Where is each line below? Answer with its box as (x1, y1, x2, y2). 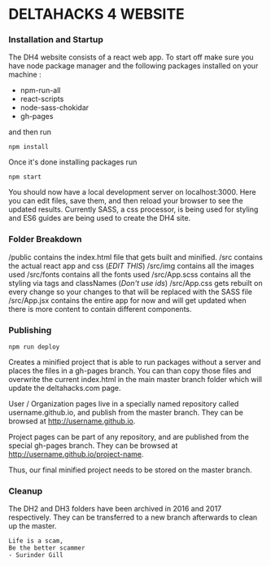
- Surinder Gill (8, 551, 63, 559)
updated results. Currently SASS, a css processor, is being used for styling (8, 204, 259, 214)
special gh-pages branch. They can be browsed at (8, 441, 178, 450)
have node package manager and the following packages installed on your (8, 61, 259, 71)
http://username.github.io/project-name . (8, 450, 144, 459)
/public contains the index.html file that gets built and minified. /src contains (8, 252, 263, 261)
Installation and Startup (8, 34, 104, 46)
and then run (8, 127, 51, 137)
